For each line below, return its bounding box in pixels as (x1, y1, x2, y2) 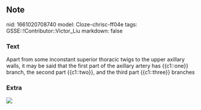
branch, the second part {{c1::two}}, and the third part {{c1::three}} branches (6, 69, 195, 76)
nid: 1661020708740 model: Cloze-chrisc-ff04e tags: (6, 20, 137, 28)
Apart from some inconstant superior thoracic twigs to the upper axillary (6, 56, 185, 63)
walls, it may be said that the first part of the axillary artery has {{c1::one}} (6, 63, 189, 70)
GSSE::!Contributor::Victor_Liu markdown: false (6, 27, 123, 34)
